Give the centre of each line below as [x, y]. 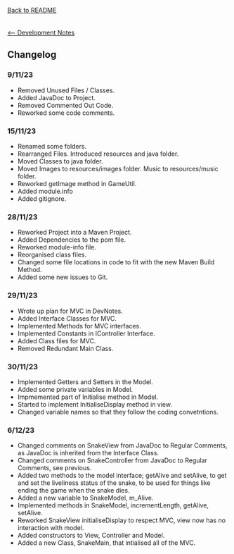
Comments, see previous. [54, 468]
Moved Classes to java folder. [60, 161]
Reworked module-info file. [57, 247]
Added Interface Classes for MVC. [67, 318]
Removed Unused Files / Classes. [66, 90]
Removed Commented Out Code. [65, 105]
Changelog [32, 55]
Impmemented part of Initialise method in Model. [88, 397]
